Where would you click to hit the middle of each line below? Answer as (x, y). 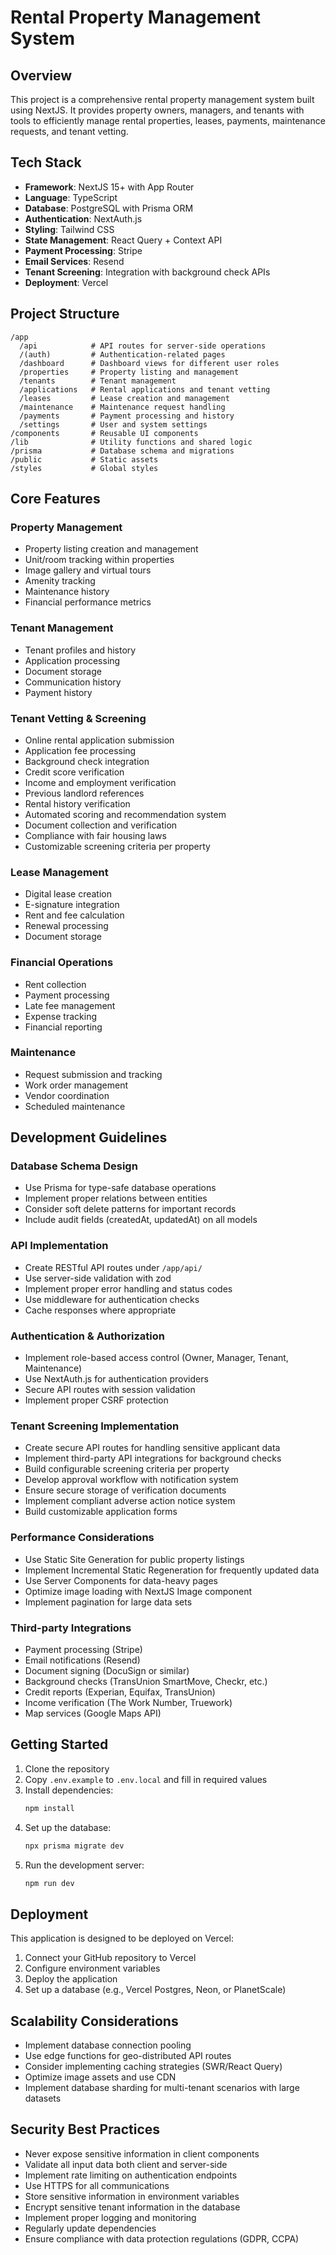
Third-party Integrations (71, 1628)
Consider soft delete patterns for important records (130, 1209)
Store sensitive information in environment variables (132, 2196)
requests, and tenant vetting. (69, 131)
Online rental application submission (99, 740)
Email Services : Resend (74, 261)
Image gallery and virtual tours (88, 570)
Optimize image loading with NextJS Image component (138, 1591)
